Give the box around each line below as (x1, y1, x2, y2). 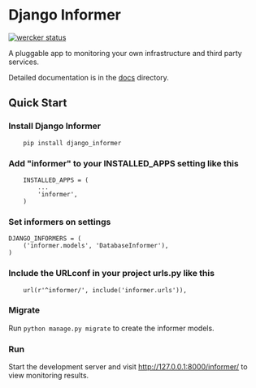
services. (8, 57, 39, 67)
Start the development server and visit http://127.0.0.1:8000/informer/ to (8, 362, 248, 372)
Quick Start (8, 96, 67, 110)
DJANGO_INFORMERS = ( (8, 235, 82, 243)
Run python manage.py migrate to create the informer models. (8, 323, 215, 333)
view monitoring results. (8, 371, 89, 381)
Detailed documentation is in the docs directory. (8, 72, 169, 82)
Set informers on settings (8, 216, 111, 227)
